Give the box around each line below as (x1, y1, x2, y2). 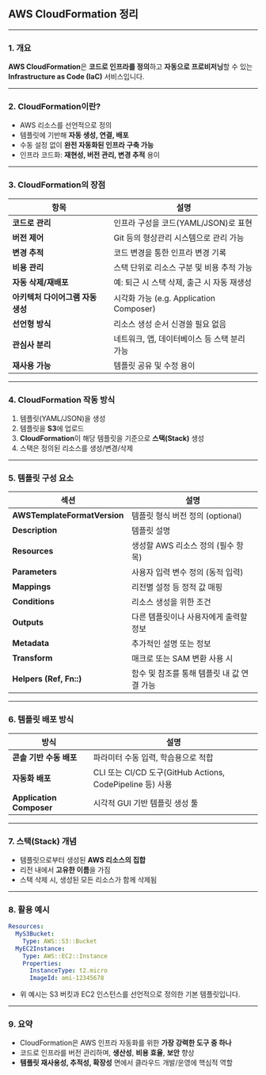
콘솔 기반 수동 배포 (12, 752, 78, 763)
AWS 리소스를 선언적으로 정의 (19, 121, 112, 130)
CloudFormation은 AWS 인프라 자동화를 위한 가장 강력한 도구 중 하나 (19, 1038, 232, 1048)
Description (12, 525, 58, 536)
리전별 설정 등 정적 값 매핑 (131, 582, 223, 593)
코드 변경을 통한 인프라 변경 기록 (113, 247, 227, 258)
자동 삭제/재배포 (12, 277, 69, 288)
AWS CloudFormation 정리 (8, 7, 139, 21)
